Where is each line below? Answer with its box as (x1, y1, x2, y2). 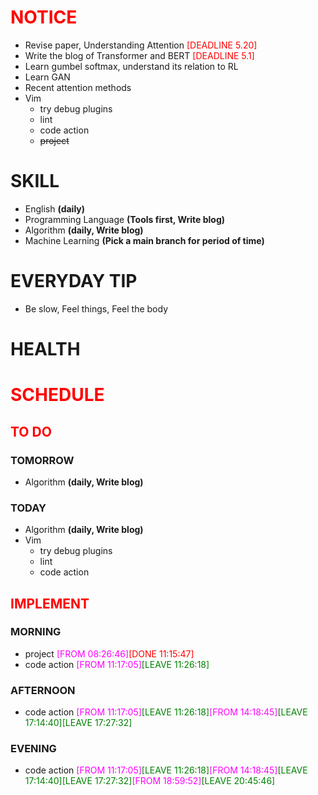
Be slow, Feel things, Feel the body (24, 302, 169, 315)
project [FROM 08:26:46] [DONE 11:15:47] (24, 647, 195, 660)
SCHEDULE (10, 384, 105, 406)
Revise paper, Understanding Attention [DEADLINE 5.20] (24, 39, 258, 51)
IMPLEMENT (10, 595, 90, 612)
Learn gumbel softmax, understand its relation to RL (24, 60, 239, 72)
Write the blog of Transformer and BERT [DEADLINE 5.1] (24, 49, 255, 61)
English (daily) (24, 202, 86, 215)
